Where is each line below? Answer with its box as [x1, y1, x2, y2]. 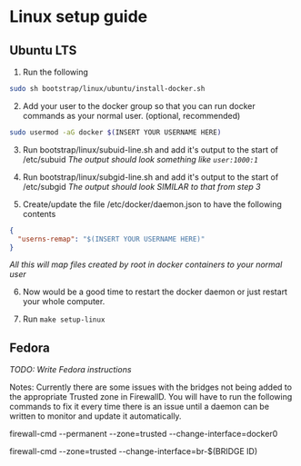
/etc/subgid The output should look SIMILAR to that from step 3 [22, 181, 261, 192]
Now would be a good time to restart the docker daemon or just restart [22, 286, 288, 297]
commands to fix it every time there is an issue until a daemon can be [9, 402, 270, 412]
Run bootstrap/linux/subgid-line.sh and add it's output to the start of [22, 171, 279, 183]
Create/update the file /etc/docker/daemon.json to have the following [22, 198, 282, 210]
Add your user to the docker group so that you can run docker [22, 100, 256, 111]
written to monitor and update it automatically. [9, 411, 182, 421]
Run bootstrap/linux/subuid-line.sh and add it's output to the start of [22, 144, 279, 155]
